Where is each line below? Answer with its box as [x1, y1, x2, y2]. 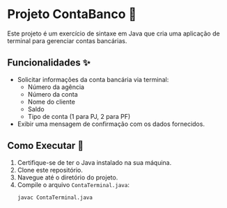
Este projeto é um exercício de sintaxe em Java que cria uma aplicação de [7, 29, 221, 38]
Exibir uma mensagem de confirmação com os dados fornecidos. [17, 120, 205, 128]
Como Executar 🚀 [7, 140, 84, 152]
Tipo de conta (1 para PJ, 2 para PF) [27, 112, 131, 120]
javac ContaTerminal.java [17, 194, 93, 201]
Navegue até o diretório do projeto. [17, 173, 118, 182]
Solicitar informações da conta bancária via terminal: [17, 75, 169, 83]
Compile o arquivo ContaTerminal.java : [17, 180, 130, 189]
